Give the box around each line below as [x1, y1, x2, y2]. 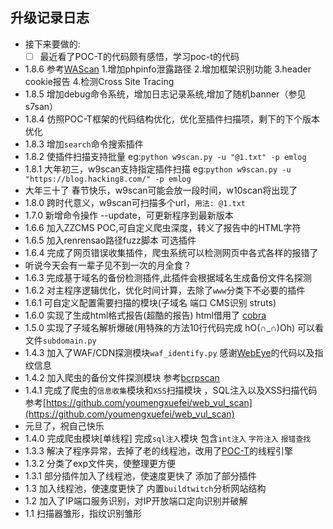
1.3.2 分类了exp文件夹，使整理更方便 [24, 457, 177, 469]
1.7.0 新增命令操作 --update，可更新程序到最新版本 [24, 209, 234, 221]
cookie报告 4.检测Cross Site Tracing [24, 75, 175, 87]
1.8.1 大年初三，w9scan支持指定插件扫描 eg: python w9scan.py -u [24, 163, 292, 175]
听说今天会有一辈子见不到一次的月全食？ [24, 259, 192, 271]
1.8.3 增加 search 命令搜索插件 [24, 138, 144, 150]
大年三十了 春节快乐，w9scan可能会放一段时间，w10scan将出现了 [24, 184, 298, 196]
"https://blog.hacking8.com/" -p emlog [24, 174, 192, 184]
